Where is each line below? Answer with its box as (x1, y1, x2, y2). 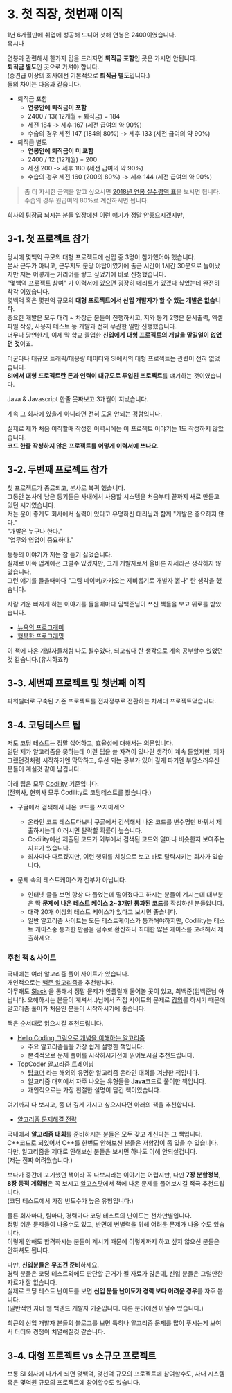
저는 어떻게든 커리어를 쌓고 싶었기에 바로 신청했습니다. (19, 270, 166, 278)
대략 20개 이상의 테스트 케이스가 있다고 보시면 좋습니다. (27, 908, 178, 916)
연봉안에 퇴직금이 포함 (27, 103, 87, 112)
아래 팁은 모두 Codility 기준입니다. (7, 780, 99, 788)
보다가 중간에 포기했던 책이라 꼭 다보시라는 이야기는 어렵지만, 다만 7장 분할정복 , (7, 1171, 221, 1179)
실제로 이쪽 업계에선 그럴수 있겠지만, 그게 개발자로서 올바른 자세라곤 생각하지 (7, 559, 215, 567)
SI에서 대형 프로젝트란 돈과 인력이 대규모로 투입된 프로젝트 (7, 371, 163, 380)
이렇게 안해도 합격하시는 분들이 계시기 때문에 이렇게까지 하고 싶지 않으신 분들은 (7, 1238, 220, 1246)
